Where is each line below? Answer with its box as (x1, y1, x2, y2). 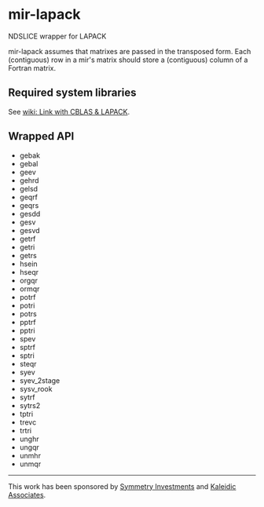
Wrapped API (8, 129, 75, 143)
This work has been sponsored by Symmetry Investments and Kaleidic (8, 481, 236, 491)
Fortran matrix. (8, 63, 57, 72)
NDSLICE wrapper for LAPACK (8, 31, 107, 41)
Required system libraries (8, 86, 137, 100)
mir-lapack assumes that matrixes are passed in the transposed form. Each (8, 46, 251, 56)
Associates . (8, 490, 46, 499)
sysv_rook (19, 384, 53, 393)
